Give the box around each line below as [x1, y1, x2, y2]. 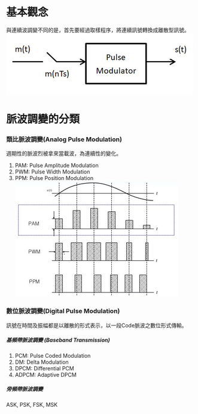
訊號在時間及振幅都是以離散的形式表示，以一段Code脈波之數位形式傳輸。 [6, 321, 187, 329]
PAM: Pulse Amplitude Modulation [14, 162, 99, 169]
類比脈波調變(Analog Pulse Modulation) [6, 135, 123, 144]
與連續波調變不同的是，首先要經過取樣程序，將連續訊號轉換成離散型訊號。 [6, 26, 190, 34]
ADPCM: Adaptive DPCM [14, 371, 77, 378]
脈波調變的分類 [6, 112, 80, 126]
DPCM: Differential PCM [14, 364, 75, 372]
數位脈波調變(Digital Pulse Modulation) [6, 307, 120, 315]
